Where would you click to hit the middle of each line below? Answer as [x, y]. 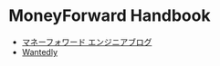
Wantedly [40, 52]
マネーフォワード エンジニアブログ [87, 42]
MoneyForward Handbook [110, 16]
